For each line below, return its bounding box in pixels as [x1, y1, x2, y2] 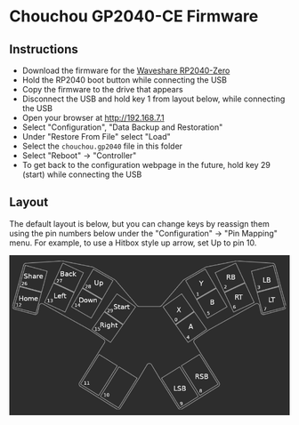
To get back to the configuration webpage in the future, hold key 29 [21, 160, 271, 170]
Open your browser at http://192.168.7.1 [21, 113, 165, 123]
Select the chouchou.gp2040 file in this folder [21, 140, 183, 151]
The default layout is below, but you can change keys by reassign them [9, 218, 270, 229]
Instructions [9, 42, 78, 57]
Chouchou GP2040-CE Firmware [9, 6, 259, 27]
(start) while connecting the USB [21, 169, 142, 180]
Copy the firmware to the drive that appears [21, 84, 184, 94]
